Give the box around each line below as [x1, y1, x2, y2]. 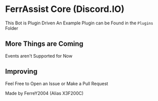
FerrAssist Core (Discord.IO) [5, 3, 125, 15]
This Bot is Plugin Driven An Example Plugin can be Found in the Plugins [5, 20, 154, 26]
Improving [5, 67, 38, 76]
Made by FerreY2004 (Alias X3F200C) [5, 90, 83, 96]
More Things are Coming [5, 40, 83, 48]
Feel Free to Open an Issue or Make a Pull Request [5, 81, 108, 87]
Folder [5, 25, 18, 31]
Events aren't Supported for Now [5, 53, 73, 59]
